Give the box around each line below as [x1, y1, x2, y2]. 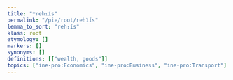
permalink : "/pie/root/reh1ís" [7, 17, 99, 24]
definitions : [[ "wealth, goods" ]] [7, 56, 108, 63]
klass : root [7, 29, 42, 37]
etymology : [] [7, 36, 49, 43]
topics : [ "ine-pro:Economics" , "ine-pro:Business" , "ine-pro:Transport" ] [7, 62, 227, 69]
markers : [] [7, 42, 42, 49]
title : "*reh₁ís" [7, 10, 58, 17]
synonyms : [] [7, 49, 45, 56]
